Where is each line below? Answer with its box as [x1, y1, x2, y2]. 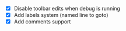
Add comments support [13, 18, 71, 25]
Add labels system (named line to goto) [13, 12, 108, 19]
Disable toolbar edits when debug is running [13, 5, 121, 12]
